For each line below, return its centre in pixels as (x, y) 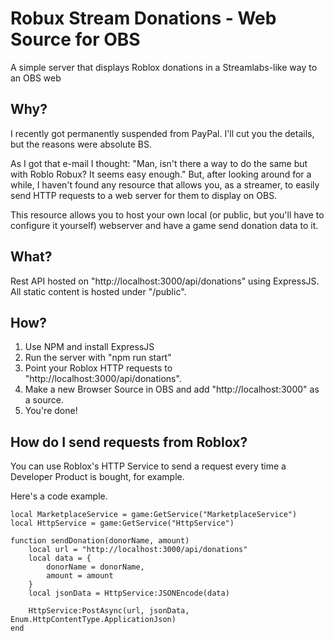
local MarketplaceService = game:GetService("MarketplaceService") (154, 515)
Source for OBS (75, 39)
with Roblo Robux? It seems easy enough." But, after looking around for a (161, 174)
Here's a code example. (59, 496)
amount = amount (80, 576)
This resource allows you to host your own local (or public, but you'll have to (167, 214)
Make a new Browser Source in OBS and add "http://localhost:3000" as (172, 389)
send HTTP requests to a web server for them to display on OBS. (144, 195)
